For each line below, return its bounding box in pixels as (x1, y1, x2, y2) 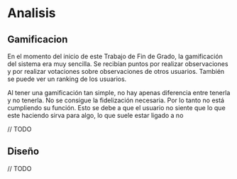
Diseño (7, 146, 40, 158)
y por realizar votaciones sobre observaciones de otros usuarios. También (7, 67, 225, 75)
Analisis (7, 5, 56, 21)
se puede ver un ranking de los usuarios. (7, 75, 127, 83)
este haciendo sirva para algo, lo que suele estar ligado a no (7, 112, 184, 119)
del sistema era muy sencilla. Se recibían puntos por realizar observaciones (7, 60, 228, 68)
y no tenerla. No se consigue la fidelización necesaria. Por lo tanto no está (7, 96, 225, 104)
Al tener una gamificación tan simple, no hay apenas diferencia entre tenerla (7, 89, 231, 97)
